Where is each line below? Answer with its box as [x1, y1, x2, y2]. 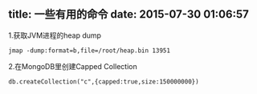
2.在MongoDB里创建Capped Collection [8, 61, 138, 71]
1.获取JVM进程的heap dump [8, 31, 102, 40]
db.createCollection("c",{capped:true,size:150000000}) [8, 77, 199, 86]
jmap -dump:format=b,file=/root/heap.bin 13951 [8, 47, 171, 55]
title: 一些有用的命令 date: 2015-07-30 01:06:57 [8, 7, 249, 22]
